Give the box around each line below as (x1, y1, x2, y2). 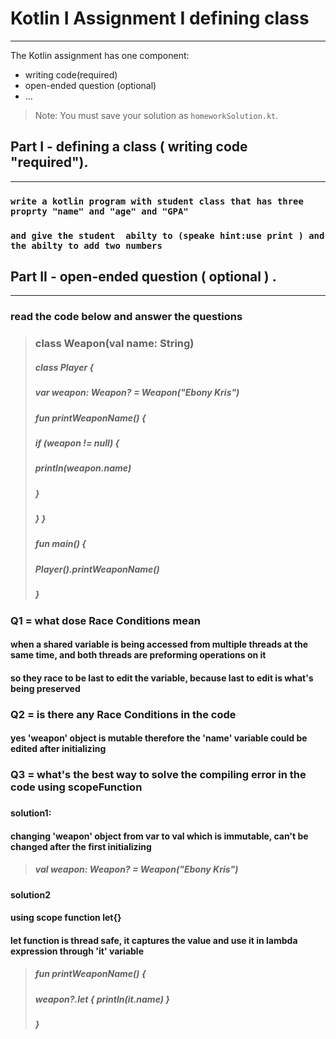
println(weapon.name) (34, 462, 132, 474)
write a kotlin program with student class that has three (10, 195, 304, 207)
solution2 (10, 888, 51, 901)
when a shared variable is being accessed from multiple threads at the (10, 638, 309, 651)
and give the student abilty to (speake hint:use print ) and (10, 230, 325, 241)
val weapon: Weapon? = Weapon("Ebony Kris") (34, 863, 239, 876)
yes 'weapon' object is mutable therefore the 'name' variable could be (10, 732, 308, 744)
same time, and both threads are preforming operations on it (10, 649, 267, 661)
